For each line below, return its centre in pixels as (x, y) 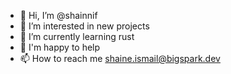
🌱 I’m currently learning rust (77, 36)
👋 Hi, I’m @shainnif (58, 15)
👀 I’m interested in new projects (84, 26)
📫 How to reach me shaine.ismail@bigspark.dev (120, 58)
